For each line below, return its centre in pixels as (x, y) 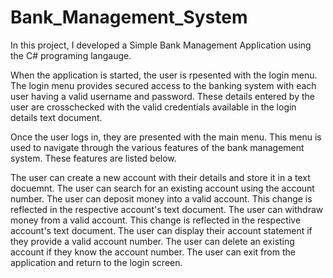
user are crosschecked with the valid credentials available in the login (153, 107)
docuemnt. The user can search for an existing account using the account (162, 188)
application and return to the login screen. (96, 262)
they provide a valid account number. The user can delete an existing (152, 241)
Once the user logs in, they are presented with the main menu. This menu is (166, 137)
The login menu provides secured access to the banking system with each (163, 85)
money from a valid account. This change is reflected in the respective (156, 220)
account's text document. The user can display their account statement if (161, 230)
